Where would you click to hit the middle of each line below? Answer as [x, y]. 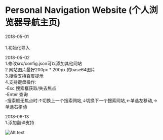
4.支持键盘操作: [21, 82]
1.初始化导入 [18, 47]
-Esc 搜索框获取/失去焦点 [31, 88]
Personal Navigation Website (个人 [77, 10]
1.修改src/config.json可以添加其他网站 [44, 63]
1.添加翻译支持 [20, 122]
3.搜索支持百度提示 [24, 76]
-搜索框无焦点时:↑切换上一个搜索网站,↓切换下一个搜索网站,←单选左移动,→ [81, 100]
